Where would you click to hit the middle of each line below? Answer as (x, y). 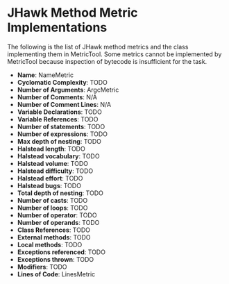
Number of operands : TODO (58, 222)
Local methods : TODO (50, 244)
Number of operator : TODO (57, 215)
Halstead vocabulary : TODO (58, 156)
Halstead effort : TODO (50, 178)
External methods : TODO (54, 237)
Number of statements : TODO (61, 126)
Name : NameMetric (45, 75)
